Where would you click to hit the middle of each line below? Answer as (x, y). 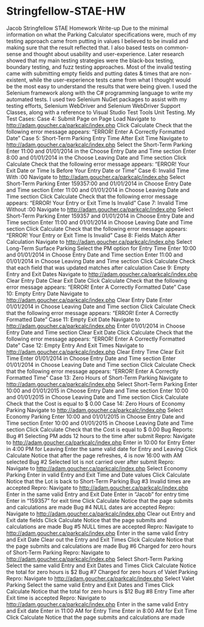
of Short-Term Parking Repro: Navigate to (58, 552)
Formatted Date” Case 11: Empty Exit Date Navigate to (73, 319)
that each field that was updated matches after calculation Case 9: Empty (98, 267)
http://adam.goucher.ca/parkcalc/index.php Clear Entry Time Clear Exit (95, 352)
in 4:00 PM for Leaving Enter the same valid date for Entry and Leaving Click (102, 448)
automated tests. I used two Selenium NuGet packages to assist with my (97, 99)
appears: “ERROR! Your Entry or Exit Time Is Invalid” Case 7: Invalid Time (97, 203)
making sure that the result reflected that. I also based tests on (85, 48)
